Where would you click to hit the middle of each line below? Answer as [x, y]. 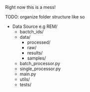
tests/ [25, 85]
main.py [28, 74]
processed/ [39, 42]
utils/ [25, 79]
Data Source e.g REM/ [35, 26]
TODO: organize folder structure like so [45, 17]
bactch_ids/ [32, 32]
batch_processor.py [40, 63]
